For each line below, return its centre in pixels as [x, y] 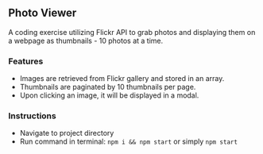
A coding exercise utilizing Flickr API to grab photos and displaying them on [132, 32]
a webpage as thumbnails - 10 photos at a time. [86, 40]
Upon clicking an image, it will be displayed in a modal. [109, 95]
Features [26, 61]
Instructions [33, 116]
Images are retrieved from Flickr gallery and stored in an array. [122, 79]
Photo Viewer [43, 13]
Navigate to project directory [67, 133]
